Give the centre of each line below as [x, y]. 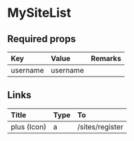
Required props [41, 39]
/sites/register [100, 126]
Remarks [106, 59]
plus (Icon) [29, 126]
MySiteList [39, 13]
